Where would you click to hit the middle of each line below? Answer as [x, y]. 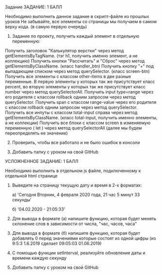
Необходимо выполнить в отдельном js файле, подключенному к [73, 171]
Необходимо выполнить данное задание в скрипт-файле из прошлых [77, 16]
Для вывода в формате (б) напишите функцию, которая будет [76, 233]
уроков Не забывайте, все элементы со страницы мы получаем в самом [81, 22]
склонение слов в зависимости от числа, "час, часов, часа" [74, 224]
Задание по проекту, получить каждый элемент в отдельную [76, 36]
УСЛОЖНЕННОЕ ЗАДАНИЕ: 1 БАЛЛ [42, 161]
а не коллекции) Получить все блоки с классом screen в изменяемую [78, 123]
